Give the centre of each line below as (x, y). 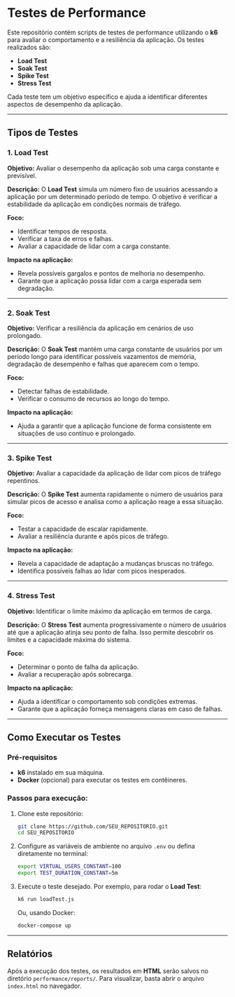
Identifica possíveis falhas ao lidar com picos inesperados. (102, 571)
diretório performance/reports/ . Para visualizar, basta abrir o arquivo (106, 978)
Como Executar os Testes (64, 737)
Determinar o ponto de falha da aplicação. (78, 667)
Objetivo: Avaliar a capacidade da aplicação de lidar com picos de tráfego (114, 473)
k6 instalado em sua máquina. (61, 773)
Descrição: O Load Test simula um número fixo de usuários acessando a (113, 189)
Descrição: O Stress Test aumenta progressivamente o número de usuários (117, 625)
